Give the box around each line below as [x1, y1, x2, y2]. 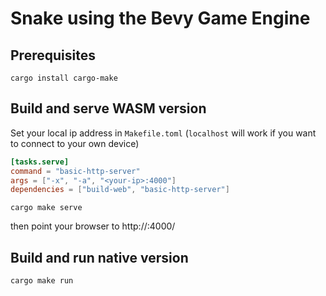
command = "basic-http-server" [10, 166, 141, 176]
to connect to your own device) [10, 137, 140, 149]
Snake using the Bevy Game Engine [10, 7, 311, 30]
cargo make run [10, 276, 74, 286]
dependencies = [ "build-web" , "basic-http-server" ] [10, 185, 230, 195]
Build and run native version [10, 249, 189, 266]
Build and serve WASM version [10, 100, 207, 117]
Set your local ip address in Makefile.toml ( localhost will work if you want [10, 127, 317, 139]
